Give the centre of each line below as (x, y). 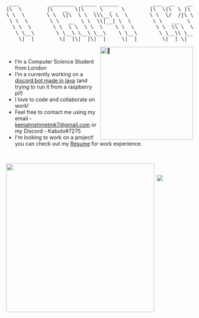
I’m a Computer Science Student (54, 62)
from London (31, 68)
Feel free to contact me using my (55, 112)
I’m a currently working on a (49, 74)
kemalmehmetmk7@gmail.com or (55, 125)
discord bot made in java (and (51, 81)
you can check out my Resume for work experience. (78, 144)
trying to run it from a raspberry (53, 87)
